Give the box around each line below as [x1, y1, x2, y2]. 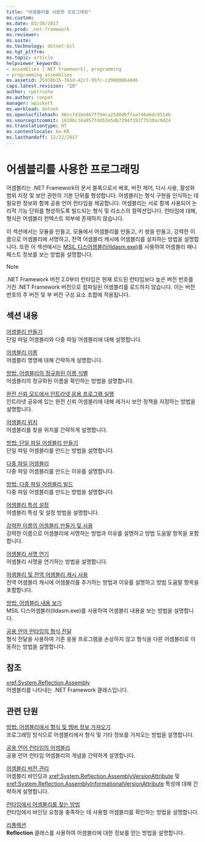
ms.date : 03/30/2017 [6, 20, 59, 26]
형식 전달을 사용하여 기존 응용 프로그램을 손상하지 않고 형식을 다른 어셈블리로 [6, 635, 190, 642]
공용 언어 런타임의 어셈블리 [6, 744, 70, 751]
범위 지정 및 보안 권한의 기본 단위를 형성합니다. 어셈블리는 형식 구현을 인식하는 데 [6, 191, 199, 199]
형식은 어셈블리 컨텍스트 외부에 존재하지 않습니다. [6, 214, 124, 222]
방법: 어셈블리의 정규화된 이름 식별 [6, 369, 88, 377]
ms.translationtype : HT [6, 123, 67, 129]
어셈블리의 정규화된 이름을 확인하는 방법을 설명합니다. [6, 377, 134, 384]
